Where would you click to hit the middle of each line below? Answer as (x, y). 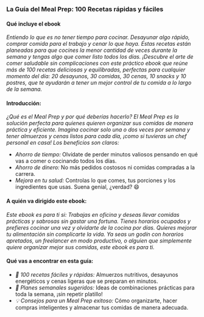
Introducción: (24, 103)
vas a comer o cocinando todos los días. (66, 161)
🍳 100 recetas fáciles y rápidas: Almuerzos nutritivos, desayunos (97, 274)
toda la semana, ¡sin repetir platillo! (59, 294)
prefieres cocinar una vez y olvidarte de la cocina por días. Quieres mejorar (102, 227)
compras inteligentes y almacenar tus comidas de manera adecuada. (102, 307)
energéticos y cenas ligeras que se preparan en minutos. (86, 281)
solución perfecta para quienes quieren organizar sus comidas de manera (100, 123)
